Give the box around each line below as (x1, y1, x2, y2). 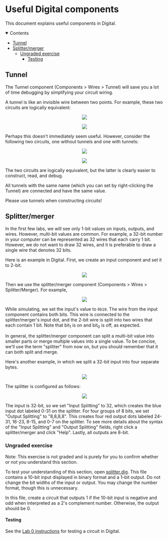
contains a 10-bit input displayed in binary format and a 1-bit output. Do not (5, 474, 161, 480)
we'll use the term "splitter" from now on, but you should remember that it (5, 344, 158, 350)
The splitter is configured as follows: (5, 384, 81, 390)
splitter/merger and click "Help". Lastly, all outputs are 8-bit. (5, 429, 129, 436)
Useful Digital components (5, 4, 119, 15)
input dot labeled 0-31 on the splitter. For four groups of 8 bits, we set (5, 408, 149, 414)
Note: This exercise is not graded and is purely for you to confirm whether (5, 453, 158, 460)
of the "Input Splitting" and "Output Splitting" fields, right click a (5, 424, 137, 430)
